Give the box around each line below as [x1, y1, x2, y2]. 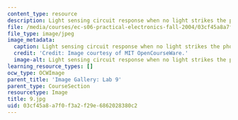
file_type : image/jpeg [7, 30, 74, 37]
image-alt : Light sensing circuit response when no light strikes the [13, 56, 227, 64]
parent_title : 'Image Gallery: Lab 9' [7, 76, 122, 83]
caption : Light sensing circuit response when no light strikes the [13, 43, 220, 50]
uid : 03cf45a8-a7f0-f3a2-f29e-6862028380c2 [7, 102, 138, 109]
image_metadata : [7, 37, 55, 44]
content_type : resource [7, 10, 78, 18]
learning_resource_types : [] [7, 63, 93, 70]
